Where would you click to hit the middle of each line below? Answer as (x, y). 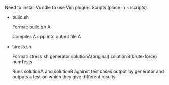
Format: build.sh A (31, 27)
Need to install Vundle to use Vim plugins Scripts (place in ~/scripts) (76, 7)
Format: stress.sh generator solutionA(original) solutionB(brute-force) (85, 56)
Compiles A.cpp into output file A (47, 37)
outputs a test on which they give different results (64, 77)
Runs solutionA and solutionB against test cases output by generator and (88, 71)
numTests (22, 62)
